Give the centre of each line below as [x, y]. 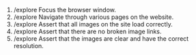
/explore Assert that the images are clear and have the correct [101, 39]
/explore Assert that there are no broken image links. [87, 31]
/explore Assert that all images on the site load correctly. [93, 24]
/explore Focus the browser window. [65, 10]
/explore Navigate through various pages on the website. [94, 17]
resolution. [29, 46]
